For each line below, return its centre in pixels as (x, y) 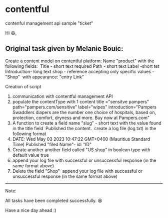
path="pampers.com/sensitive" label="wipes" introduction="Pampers (84, 107)
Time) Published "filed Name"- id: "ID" (52, 144)
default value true (30, 155)
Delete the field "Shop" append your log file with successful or (77, 171)
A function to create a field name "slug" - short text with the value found (87, 123)
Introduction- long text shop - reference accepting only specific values (78, 71)
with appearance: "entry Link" (53, 77)
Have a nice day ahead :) (31, 210)
